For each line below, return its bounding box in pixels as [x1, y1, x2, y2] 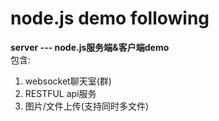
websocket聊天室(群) [24, 75, 112, 87]
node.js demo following [10, 7, 210, 30]
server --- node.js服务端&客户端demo [10, 41, 170, 53]
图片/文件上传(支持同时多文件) [24, 100, 150, 112]
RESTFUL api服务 [24, 87, 97, 99]
